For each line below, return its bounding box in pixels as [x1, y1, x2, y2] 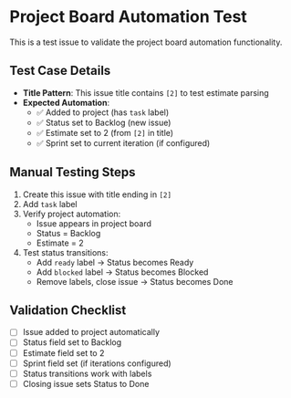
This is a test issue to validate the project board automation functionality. [9, 37, 283, 47]
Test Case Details [9, 63, 111, 79]
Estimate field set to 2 [22, 347, 105, 358]
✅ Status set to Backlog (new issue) [36, 117, 171, 128]
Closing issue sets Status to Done [22, 378, 150, 389]
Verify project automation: [22, 208, 121, 219]
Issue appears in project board [36, 217, 152, 229]
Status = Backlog [36, 227, 101, 238]
